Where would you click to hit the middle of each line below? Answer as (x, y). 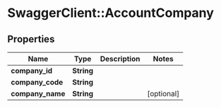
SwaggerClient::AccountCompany (110, 13)
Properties (31, 39)
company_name (38, 94)
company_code (37, 82)
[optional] (163, 94)
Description (120, 59)
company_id (32, 71)
